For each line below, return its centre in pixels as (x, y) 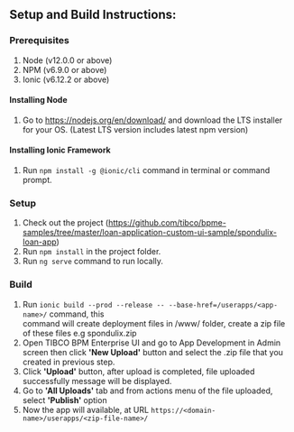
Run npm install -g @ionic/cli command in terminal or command (146, 170)
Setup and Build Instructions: (93, 15)
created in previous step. (69, 362)
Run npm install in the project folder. (92, 252)
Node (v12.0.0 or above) (67, 60)
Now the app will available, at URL (86, 409)
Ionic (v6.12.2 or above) (66, 79)
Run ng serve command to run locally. (93, 262)
